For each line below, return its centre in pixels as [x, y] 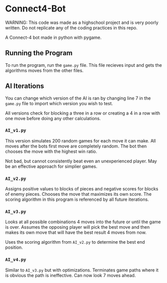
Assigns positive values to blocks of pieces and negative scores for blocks [82, 189]
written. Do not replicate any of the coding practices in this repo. [72, 27]
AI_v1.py [16, 131]
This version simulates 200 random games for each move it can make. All [81, 141]
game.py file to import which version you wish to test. [59, 103]
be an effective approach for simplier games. [51, 166]
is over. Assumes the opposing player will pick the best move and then [78, 227]
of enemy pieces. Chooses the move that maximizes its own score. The [79, 194]
